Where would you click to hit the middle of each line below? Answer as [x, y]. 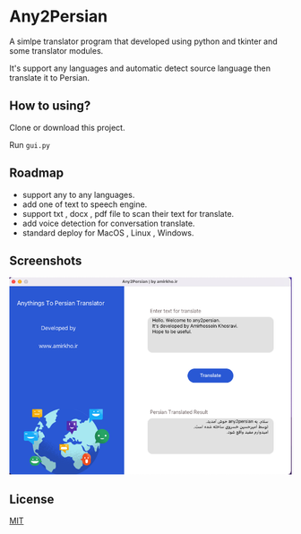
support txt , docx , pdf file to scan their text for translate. [128, 213]
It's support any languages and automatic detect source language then [140, 68]
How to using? [50, 106]
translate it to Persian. [50, 77]
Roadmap [37, 173]
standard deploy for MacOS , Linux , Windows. [108, 233]
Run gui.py [30, 144]
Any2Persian [59, 17]
